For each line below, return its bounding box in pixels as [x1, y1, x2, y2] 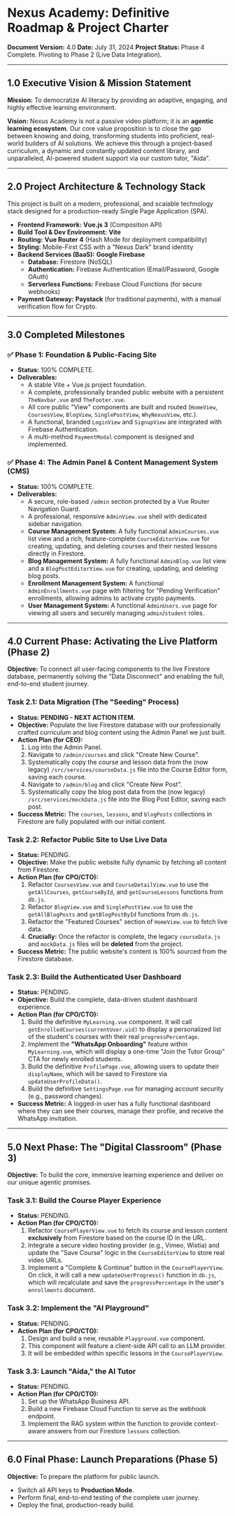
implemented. [27, 440, 68, 448]
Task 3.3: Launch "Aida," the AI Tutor [7, 1366, 136, 1376]
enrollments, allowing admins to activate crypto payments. [27, 593, 197, 602]
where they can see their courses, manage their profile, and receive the [17, 1107, 224, 1115]
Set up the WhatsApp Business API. [27, 1397, 131, 1405]
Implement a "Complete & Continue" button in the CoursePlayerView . [27, 1263, 225, 1272]
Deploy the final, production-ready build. [17, 1501, 135, 1509]
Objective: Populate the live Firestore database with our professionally [17, 721, 222, 729]
